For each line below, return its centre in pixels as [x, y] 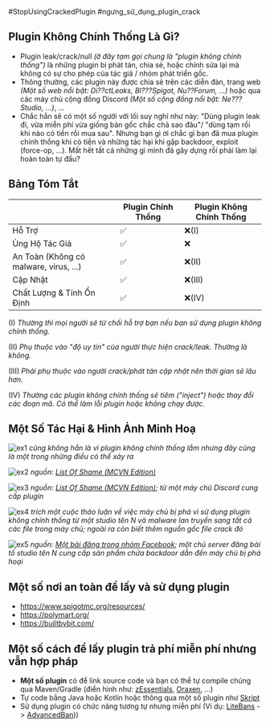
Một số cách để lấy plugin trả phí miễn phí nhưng [133, 649]
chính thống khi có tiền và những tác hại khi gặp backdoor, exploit [129, 142]
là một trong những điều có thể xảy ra [71, 457]
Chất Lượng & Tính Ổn [54, 293]
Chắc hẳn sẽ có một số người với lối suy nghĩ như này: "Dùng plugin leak [140, 116]
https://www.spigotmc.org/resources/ [82, 606]
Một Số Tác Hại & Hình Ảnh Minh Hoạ [102, 429]
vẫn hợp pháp [43, 661]
